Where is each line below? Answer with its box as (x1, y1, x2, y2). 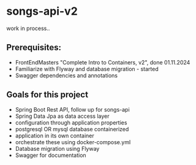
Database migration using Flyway (15, 145, 100, 152)
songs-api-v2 (6, 4, 78, 18)
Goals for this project (6, 90, 89, 100)
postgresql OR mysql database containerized (15, 125, 129, 132)
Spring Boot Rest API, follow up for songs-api (15, 106, 130, 113)
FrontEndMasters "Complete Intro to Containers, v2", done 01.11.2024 (15, 58, 190, 66)
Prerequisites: (6, 42, 61, 53)
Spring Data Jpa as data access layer (15, 112, 110, 120)
